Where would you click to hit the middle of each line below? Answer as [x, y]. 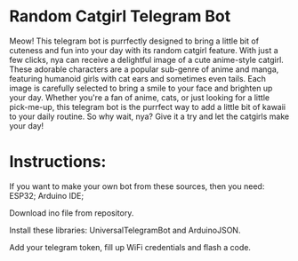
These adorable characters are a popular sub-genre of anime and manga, [144, 69]
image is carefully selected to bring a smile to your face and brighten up [141, 88]
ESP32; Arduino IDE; [47, 195]
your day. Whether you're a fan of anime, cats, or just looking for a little [139, 97]
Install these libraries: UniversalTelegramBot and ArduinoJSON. [125, 230]
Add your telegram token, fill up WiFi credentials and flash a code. [130, 247]
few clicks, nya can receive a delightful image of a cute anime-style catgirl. [147, 59]
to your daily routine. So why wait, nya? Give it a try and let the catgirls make [149, 116]
